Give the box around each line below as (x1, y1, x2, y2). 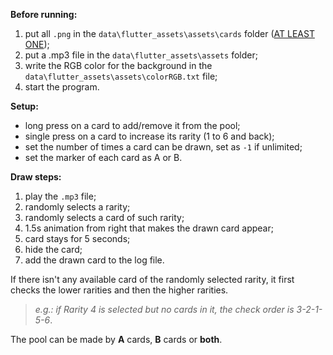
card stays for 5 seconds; (24, 233, 131, 244)
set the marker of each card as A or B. (24, 152, 183, 163)
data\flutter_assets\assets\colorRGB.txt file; (24, 70, 218, 82)
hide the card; (24, 244, 83, 255)
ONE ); (24, 39, 50, 50)
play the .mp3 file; (24, 190, 97, 202)
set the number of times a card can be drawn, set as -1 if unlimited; (24, 141, 303, 153)
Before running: (10, 9, 78, 20)
